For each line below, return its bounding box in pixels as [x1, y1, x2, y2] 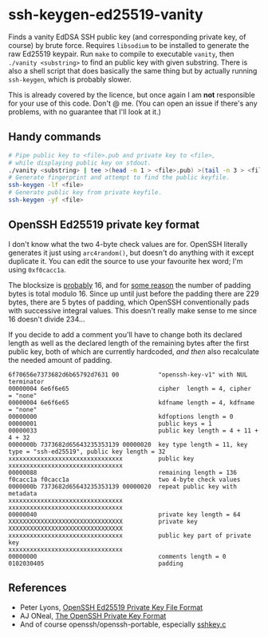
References [8, 581, 67, 595]
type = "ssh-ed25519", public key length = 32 [8, 448, 166, 456]
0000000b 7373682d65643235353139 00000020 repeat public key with [8, 482, 238, 491]
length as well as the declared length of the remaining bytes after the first [8, 338, 250, 348]
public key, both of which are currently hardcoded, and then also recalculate [8, 346, 259, 356]
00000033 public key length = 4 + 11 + [8, 426, 259, 435]
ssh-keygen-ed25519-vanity [8, 6, 203, 24]
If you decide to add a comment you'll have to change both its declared [8, 329, 242, 339]
